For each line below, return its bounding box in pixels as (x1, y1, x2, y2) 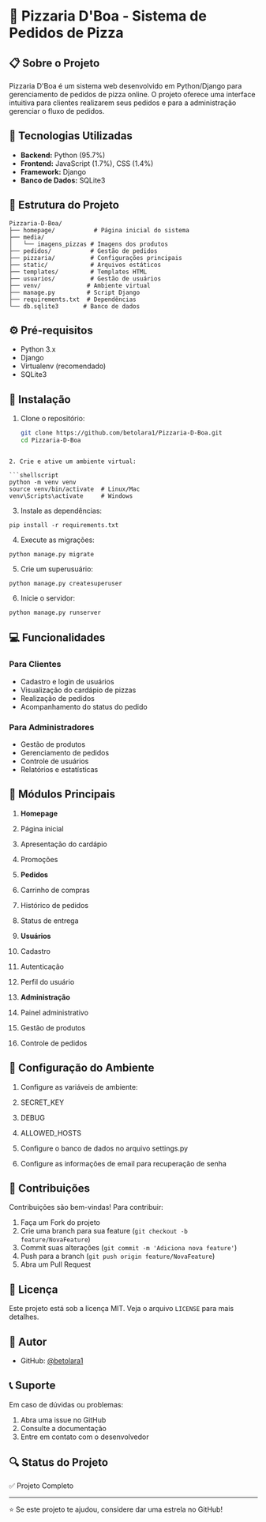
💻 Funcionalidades (9, 631, 106, 645)
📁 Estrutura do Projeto (9, 198, 119, 212)
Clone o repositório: (20, 414, 85, 424)
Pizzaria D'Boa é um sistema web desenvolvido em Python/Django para (9, 81, 242, 90)
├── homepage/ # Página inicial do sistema (9, 226, 190, 234)
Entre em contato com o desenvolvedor (20, 1432, 149, 1441)
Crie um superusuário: (20, 564, 94, 574)
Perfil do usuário (20, 977, 75, 986)
